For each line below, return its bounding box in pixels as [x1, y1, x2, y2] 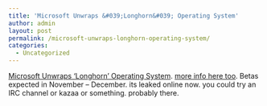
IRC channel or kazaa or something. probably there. [8, 88, 179, 97]
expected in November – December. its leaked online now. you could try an [8, 79, 257, 89]
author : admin [8, 19, 56, 27]
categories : [8, 42, 48, 50]
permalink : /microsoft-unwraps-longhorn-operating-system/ [8, 34, 211, 43]
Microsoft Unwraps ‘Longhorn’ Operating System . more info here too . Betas [8, 71, 259, 80]
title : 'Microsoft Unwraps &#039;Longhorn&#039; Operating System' [8, 11, 240, 20]
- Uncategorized [15, 49, 70, 57]
